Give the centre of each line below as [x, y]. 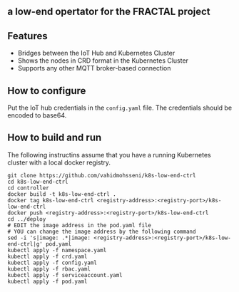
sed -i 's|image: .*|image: [49, 238]
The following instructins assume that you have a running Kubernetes [110, 155]
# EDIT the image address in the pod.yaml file [80, 225]
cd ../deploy [27, 219]
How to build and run [55, 138]
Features [27, 36]
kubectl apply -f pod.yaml [47, 281]
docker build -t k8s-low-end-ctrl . [62, 194]
